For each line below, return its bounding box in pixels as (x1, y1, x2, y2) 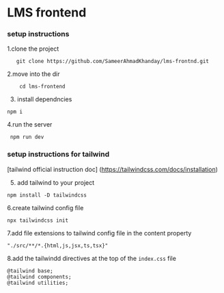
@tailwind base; (7, 267, 53, 275)
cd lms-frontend (19, 84, 66, 90)
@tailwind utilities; (7, 279, 69, 286)
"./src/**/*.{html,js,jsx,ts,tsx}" (7, 242, 109, 249)
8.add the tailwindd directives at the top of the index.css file (7, 254, 176, 262)
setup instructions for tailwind (7, 149, 110, 159)
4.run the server (7, 120, 53, 129)
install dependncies (16, 95, 72, 103)
